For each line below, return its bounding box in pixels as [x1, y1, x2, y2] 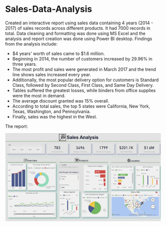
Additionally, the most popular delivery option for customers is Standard [12, 77, 159, 83]
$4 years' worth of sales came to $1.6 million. [12, 51, 105, 56]
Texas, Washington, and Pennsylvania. [12, 108, 91, 114]
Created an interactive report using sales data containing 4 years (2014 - [5, 20, 153, 26]
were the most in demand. [12, 93, 66, 99]
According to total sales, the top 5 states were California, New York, [12, 103, 151, 109]
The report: [5, 123, 28, 129]
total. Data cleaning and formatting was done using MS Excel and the [5, 30, 146, 36]
